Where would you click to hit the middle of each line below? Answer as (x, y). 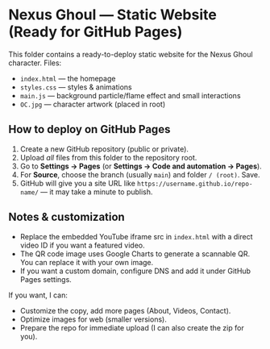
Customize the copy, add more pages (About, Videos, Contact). (125, 310)
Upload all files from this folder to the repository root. (108, 157)
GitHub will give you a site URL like (77, 183)
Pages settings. (46, 279)
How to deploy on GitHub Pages (89, 129)
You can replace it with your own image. (87, 262)
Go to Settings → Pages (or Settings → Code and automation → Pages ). (141, 166)
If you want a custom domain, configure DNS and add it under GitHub (135, 271)
